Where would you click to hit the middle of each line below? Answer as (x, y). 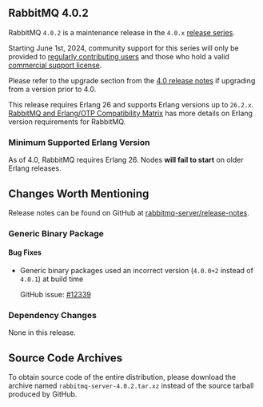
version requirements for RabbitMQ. (67, 121)
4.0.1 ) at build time (52, 279)
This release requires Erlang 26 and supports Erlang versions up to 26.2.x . (131, 104)
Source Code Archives (66, 358)
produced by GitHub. (43, 394)
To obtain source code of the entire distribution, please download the (122, 377)
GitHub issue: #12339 (56, 295)
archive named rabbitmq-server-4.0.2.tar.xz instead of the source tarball (131, 386)
